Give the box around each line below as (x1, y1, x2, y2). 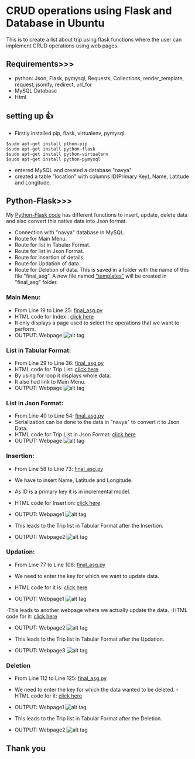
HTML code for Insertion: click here (14, 499, 101, 506)
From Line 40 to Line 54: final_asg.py (14, 412, 104, 419)
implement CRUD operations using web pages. (6, 42, 119, 49)
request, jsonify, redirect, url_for (14, 81, 93, 88)
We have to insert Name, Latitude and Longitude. (14, 476, 133, 484)
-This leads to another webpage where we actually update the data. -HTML (6, 606, 188, 613)
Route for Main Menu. (14, 235, 67, 242)
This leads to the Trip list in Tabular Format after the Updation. (14, 635, 165, 642)
